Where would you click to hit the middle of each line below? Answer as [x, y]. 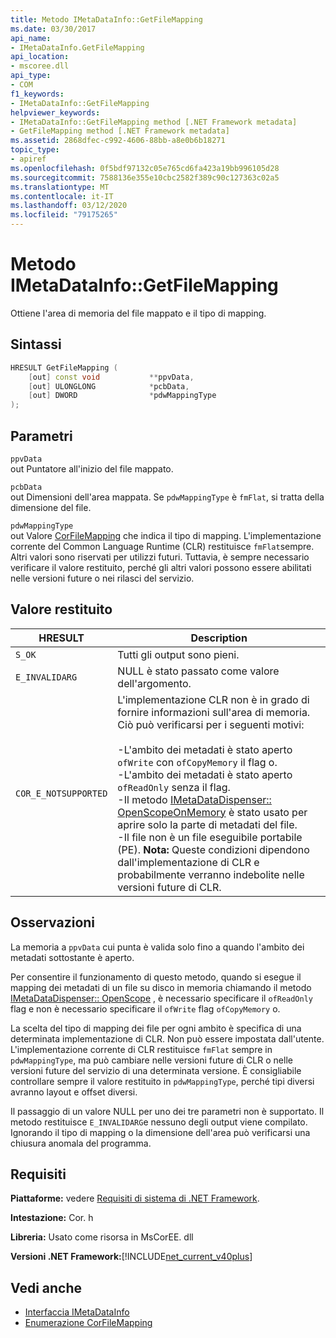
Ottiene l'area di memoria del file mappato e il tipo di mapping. [138, 313]
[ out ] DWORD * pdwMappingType [122, 396]
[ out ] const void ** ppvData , [111, 377]
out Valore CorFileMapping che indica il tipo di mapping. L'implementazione [166, 535]
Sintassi [36, 344]
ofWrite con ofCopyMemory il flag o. [197, 762]
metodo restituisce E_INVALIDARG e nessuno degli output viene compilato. [159, 1122]
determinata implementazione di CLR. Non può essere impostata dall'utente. [167, 1038]
